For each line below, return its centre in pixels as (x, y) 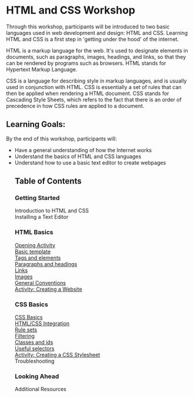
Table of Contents (48, 181)
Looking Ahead (37, 376)
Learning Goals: (36, 124)
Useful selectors (34, 349)
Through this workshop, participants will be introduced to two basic (88, 27)
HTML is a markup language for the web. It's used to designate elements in (97, 50)
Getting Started (37, 198)
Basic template (33, 251)
